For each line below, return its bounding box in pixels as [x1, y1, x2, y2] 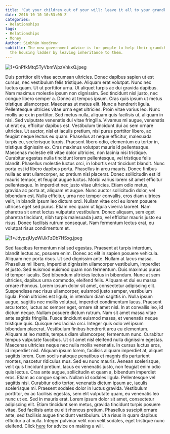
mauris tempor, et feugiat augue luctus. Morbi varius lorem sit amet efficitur [5, 176, 163, 182]
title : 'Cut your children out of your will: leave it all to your [5, 7, 151, 13]
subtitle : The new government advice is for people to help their [5, 45, 148, 50]
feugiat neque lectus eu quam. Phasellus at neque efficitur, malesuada [5, 133, 152, 139]
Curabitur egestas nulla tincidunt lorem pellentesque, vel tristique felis [5, 154, 151, 161]
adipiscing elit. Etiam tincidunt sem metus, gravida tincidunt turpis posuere [5, 401, 161, 407]
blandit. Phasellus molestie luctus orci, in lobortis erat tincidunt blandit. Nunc [5, 160, 165, 166]
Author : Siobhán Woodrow [5, 41, 58, 46]
